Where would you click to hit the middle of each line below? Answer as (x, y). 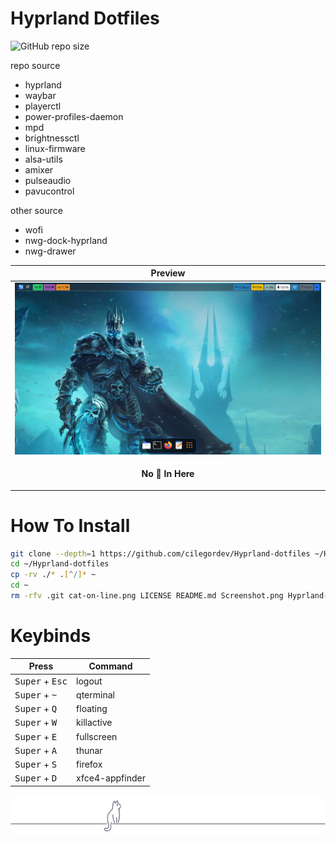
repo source (35, 65)
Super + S (36, 764)
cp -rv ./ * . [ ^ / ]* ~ (53, 575)
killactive (94, 723)
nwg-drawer (50, 251)
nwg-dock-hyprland (66, 240)
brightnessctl (52, 138)
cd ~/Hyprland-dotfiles (60, 564)
